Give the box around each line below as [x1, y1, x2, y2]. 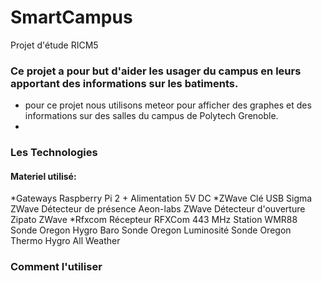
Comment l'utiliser [10, 260, 103, 274]
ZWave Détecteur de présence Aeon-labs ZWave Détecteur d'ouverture [10, 203, 306, 215]
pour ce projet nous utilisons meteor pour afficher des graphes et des [24, 99, 312, 111]
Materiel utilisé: [10, 170, 77, 182]
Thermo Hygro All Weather [10, 235, 121, 247]
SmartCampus [10, 6, 133, 29]
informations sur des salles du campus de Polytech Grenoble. [24, 110, 279, 122]
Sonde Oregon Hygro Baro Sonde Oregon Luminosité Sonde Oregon [10, 224, 292, 236]
